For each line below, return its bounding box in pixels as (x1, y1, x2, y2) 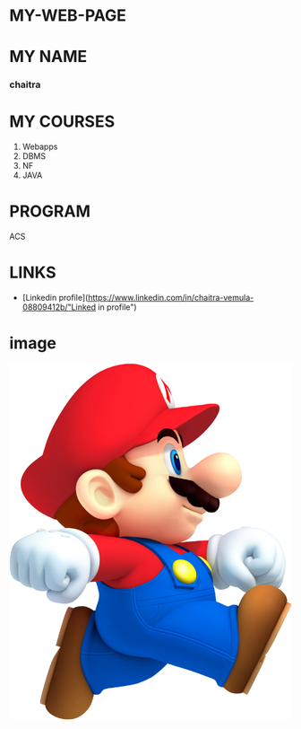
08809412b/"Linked (21, 302, 97, 312)
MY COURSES (9, 111, 116, 132)
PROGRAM (9, 201, 91, 222)
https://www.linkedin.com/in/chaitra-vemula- (88, 293, 254, 303)
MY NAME (9, 47, 88, 67)
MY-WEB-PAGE (9, 5, 127, 26)
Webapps (21, 141, 58, 153)
